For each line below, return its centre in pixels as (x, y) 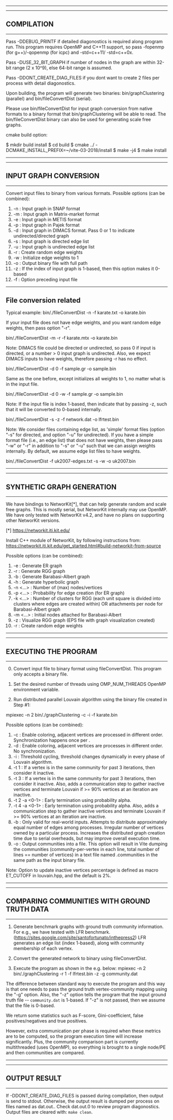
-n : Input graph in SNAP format (47, 208)
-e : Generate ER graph (37, 566)
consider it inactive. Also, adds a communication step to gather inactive (89, 784)
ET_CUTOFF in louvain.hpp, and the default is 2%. (59, 876)
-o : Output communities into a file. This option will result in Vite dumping (90, 844)
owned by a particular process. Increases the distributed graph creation (89, 833)
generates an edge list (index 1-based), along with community (79, 943)
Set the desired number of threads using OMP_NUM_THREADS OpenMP (90, 684)
